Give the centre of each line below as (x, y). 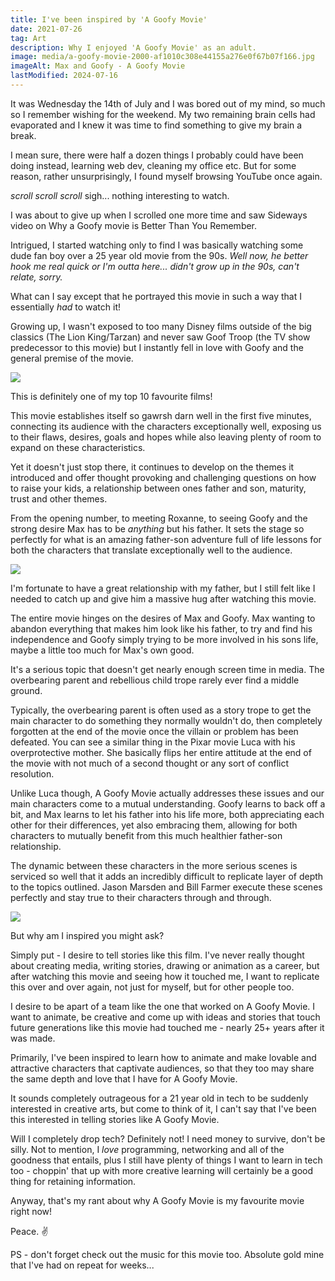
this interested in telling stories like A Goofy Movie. (115, 1119)
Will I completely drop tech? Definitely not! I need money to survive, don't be (168, 1138)
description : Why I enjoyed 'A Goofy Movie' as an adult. (133, 47)
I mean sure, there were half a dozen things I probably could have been (157, 155)
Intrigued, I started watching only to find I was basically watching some (157, 245)
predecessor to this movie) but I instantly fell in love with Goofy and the (157, 347)
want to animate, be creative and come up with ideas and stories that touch (165, 1017)
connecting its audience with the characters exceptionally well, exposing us (166, 426)
